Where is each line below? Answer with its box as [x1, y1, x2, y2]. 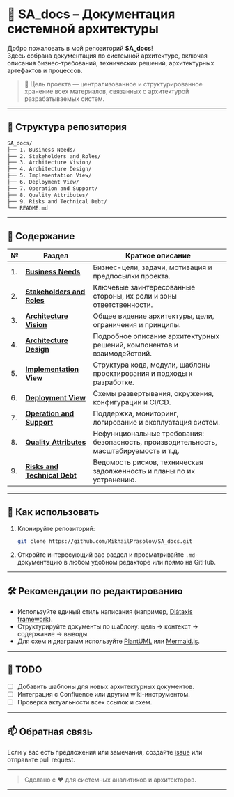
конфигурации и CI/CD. [93, 397, 171, 407]
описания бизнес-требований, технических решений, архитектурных [7, 58, 214, 67]
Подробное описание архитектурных [93, 331, 220, 341]
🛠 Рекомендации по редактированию [7, 585, 183, 597]
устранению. [93, 475, 137, 484]
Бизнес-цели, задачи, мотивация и [93, 262, 212, 272]
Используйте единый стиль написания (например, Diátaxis [17, 607, 193, 615]
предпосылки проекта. [93, 271, 171, 281]
